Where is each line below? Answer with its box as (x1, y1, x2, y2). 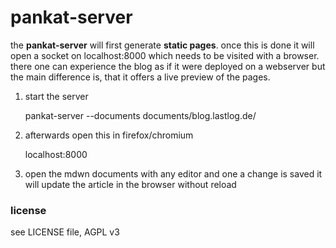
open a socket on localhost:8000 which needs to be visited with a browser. (10, 49, 320, 61)
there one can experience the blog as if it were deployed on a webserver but (10, 60, 326, 72)
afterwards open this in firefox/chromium (24, 129, 194, 141)
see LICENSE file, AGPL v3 (10, 226, 120, 238)
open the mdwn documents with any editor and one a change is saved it (24, 167, 323, 180)
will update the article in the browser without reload (24, 178, 237, 190)
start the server (24, 90, 89, 102)
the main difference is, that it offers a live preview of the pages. (10, 71, 271, 83)
